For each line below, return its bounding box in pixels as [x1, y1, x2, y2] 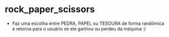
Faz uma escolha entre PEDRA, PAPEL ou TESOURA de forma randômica [12, 20, 164, 26]
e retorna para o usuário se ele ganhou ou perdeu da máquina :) [12, 25, 146, 31]
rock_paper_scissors [5, 4, 95, 15]
